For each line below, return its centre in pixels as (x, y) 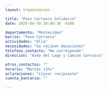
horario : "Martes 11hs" (30, 69)
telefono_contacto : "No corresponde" (44, 51)
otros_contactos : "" (27, 64)
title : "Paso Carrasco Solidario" (41, 19)
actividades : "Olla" (27, 42)
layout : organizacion (28, 10)
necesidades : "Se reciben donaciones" (45, 46)
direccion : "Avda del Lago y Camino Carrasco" (54, 55)
